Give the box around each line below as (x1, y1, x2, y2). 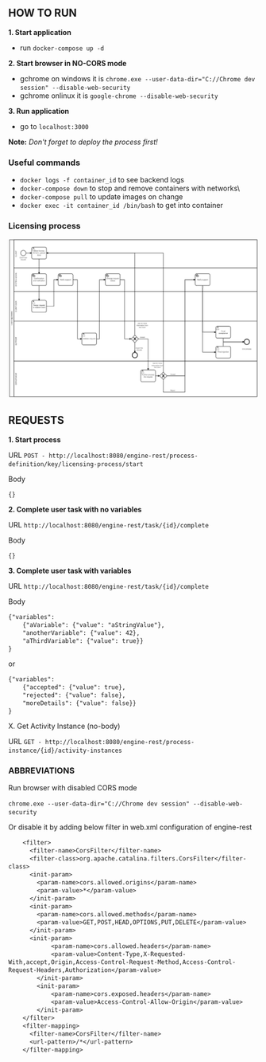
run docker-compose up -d (19, 43, 105, 53)
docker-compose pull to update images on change (19, 192, 183, 202)
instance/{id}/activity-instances (8, 747, 123, 754)
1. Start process (8, 434, 61, 445)
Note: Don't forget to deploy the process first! (8, 137, 159, 147)
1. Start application (8, 27, 71, 37)
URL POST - (8, 450, 46, 460)
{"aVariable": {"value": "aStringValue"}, (22, 621, 165, 629)
